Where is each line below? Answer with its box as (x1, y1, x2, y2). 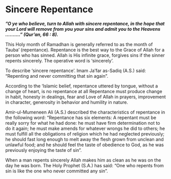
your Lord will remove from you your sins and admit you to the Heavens (5, 26, 161, 32)
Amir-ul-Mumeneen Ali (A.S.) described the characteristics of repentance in (5, 109, 165, 115)
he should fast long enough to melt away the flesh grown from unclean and (5, 136, 164, 142)
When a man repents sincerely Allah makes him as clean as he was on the (5, 157, 161, 163)
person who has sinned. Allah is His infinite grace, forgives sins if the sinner (5, 52, 165, 58)
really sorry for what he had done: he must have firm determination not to (5, 120, 160, 126)
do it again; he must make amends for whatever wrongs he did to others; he (5, 125, 165, 131)
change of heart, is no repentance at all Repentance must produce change (5, 88, 162, 94)
